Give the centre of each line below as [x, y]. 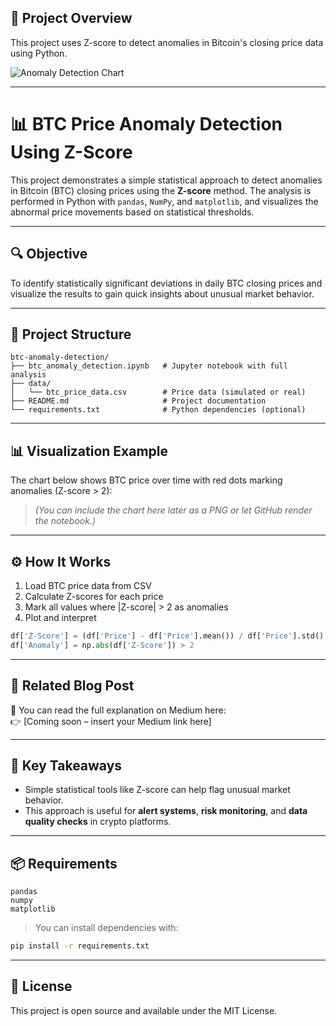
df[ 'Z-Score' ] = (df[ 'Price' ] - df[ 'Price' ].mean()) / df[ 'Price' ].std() [167, 636]
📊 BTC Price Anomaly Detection [146, 124]
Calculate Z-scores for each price [94, 596]
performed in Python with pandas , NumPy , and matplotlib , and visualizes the [164, 201]
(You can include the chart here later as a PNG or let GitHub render [173, 510]
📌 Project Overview [71, 18]
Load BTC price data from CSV [88, 585]
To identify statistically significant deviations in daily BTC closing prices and [166, 283]
